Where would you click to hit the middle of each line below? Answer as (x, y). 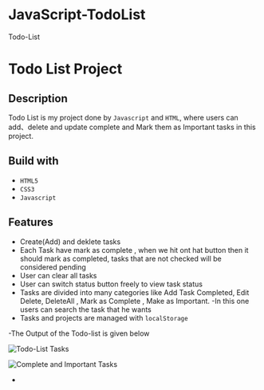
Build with (33, 161)
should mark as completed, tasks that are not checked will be (120, 258)
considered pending (53, 267)
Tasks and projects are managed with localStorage (104, 317)
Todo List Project (65, 69)
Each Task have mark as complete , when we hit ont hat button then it (134, 250)
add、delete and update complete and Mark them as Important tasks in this (132, 127)
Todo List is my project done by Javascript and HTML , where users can (124, 117)
